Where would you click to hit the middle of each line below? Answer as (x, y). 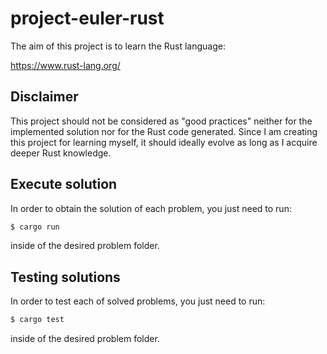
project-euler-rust (87, 18)
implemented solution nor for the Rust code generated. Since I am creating (164, 131)
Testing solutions (65, 277)
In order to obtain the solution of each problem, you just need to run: (151, 208)
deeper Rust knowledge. (61, 153)
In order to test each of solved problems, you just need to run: (138, 301)
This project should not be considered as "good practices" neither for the (161, 121)
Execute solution (64, 184)
